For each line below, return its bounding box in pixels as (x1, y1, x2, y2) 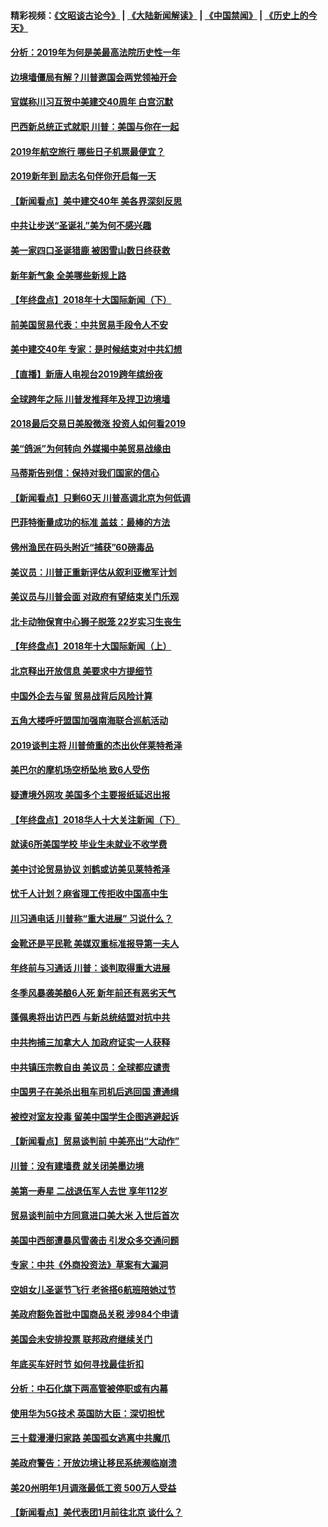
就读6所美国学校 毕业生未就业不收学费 (10, 838, 168, 850)
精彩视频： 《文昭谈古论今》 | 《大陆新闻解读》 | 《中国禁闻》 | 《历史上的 (10, 9, 309, 21)
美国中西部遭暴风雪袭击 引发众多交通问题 (10, 1234, 180, 1246)
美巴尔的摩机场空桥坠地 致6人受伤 (10, 764, 150, 776)
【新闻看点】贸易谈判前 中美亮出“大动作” (10, 1135, 180, 1147)
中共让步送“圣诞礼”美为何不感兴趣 (10, 220, 152, 232)
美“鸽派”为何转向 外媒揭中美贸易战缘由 (10, 442, 172, 454)
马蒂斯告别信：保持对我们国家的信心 (10, 467, 160, 479)
